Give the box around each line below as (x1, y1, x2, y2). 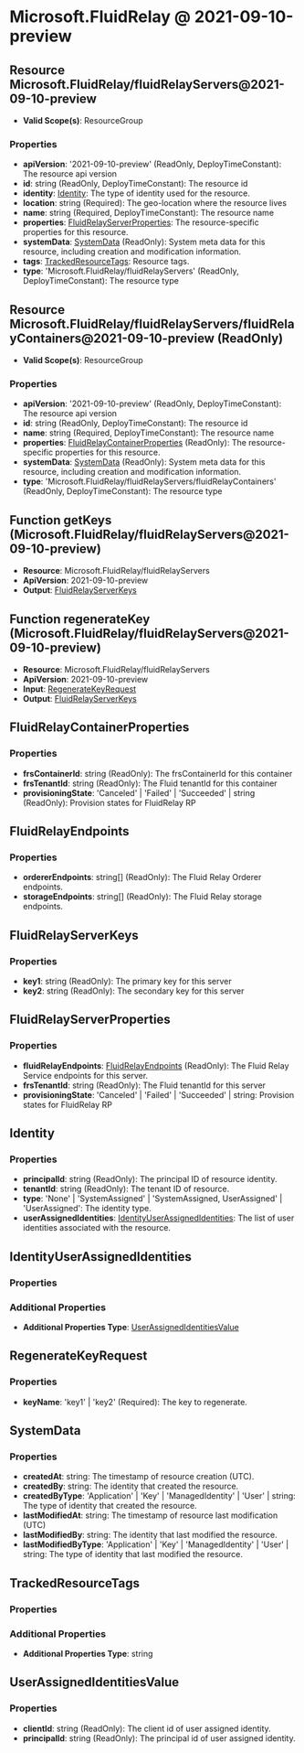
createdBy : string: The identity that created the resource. (22, 1480, 239, 1492)
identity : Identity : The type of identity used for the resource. (22, 188, 251, 199)
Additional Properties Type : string (22, 1649, 153, 1660)
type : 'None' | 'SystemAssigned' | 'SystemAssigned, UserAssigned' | (22, 1193, 283, 1204)
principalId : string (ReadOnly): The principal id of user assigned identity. (22, 1732, 296, 1744)
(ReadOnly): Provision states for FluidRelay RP (22, 797, 196, 808)
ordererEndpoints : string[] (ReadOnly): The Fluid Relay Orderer (22, 872, 262, 883)
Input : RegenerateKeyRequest (22, 683, 137, 694)
